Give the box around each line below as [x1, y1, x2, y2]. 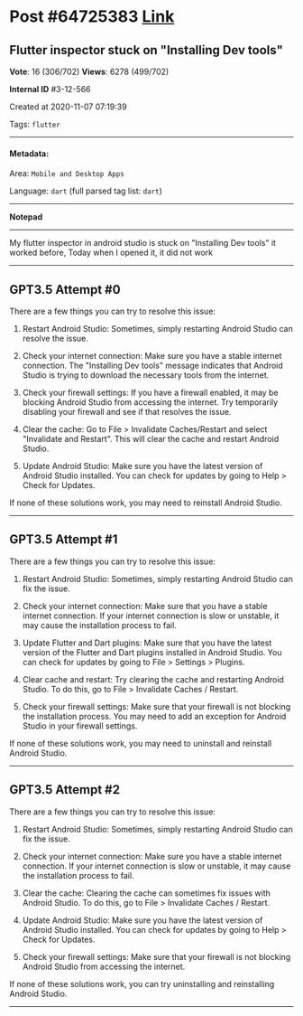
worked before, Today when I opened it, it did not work [9, 247, 214, 259]
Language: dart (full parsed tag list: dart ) [9, 185, 162, 196]
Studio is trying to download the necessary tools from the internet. [22, 370, 270, 381]
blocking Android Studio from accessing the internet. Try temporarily [22, 397, 279, 408]
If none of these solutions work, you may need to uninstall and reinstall [9, 738, 272, 748]
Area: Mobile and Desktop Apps [9, 168, 124, 179]
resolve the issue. [22, 333, 88, 344]
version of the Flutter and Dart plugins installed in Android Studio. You [22, 646, 282, 657]
